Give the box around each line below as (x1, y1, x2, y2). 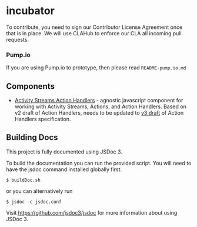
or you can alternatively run (6, 187, 73, 195)
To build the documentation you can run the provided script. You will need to (6, 159, 192, 166)
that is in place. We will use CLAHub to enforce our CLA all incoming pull (6, 29, 182, 36)
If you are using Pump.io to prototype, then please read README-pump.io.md (6, 64, 186, 71)
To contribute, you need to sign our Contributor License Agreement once (6, 24, 183, 31)
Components (6, 81, 55, 91)
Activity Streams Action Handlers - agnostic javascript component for (14, 97, 183, 104)
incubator (6, 4, 55, 18)
